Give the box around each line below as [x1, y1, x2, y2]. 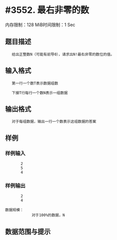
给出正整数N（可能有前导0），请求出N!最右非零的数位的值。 [11, 52, 115, 57]
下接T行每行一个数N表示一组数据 [11, 90, 68, 95]
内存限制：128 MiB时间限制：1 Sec [5, 22, 76, 28]
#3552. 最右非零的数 [5, 4, 89, 16]
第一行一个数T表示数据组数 [11, 81, 58, 86]
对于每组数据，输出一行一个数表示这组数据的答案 [11, 119, 96, 124]
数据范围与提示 [5, 227, 51, 236]
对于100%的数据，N [31, 213, 65, 218]
